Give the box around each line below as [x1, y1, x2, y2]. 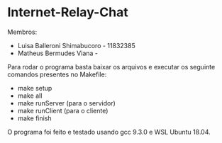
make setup [17, 84, 52, 92]
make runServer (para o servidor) [17, 98, 116, 107]
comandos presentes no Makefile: [7, 70, 107, 79]
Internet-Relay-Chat [7, 4, 129, 21]
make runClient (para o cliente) [17, 106, 109, 115]
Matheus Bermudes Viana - [17, 49, 98, 57]
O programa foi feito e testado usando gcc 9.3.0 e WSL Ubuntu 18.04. [7, 127, 211, 136]
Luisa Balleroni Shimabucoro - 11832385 [17, 41, 136, 50]
